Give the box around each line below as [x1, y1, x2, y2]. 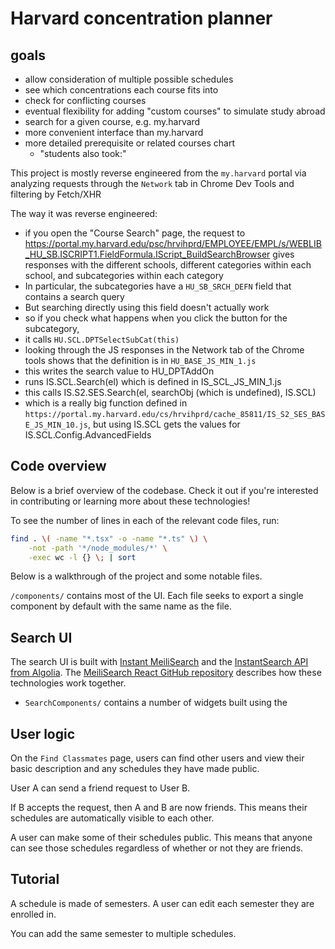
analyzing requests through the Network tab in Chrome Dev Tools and [10, 178, 295, 189]
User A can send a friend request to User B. [10, 782, 191, 794]
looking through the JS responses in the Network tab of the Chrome [24, 344, 305, 356]
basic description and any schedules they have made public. [10, 763, 260, 775]
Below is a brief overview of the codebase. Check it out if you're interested [10, 484, 319, 496]
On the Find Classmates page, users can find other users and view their [10, 752, 305, 764]
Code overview [10, 458, 107, 475]
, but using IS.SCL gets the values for [88, 418, 241, 430]
